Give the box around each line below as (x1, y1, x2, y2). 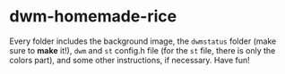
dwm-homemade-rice (9, 6, 177, 27)
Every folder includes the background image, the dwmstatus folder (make (9, 36, 277, 46)
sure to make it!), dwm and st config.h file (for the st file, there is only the (9, 45, 276, 55)
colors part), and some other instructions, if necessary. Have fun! (9, 54, 251, 65)
